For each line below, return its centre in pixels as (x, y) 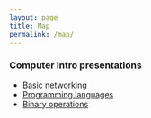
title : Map (30, 26)
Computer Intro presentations (75, 65)
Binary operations (55, 104)
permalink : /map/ (42, 34)
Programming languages (68, 94)
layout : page (34, 17)
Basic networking (54, 85)
